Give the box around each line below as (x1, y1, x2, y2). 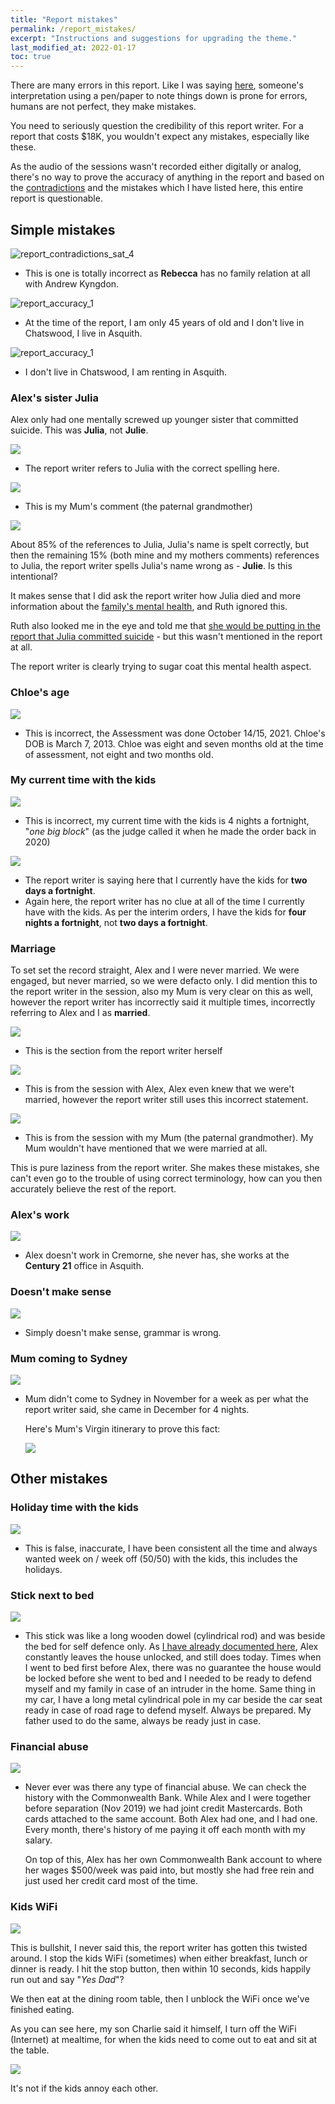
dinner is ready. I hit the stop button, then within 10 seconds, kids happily (10, 1962, 311, 1975)
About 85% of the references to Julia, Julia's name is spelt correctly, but (10, 539, 309, 551)
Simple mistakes (10, 221, 116, 238)
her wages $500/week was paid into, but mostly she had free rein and (24, 1864, 315, 1876)
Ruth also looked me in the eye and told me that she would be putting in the (10, 620, 321, 632)
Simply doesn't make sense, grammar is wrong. (24, 1326, 222, 1338)
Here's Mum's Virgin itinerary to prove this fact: (24, 1423, 221, 1435)
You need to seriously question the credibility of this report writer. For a (10, 120, 304, 132)
